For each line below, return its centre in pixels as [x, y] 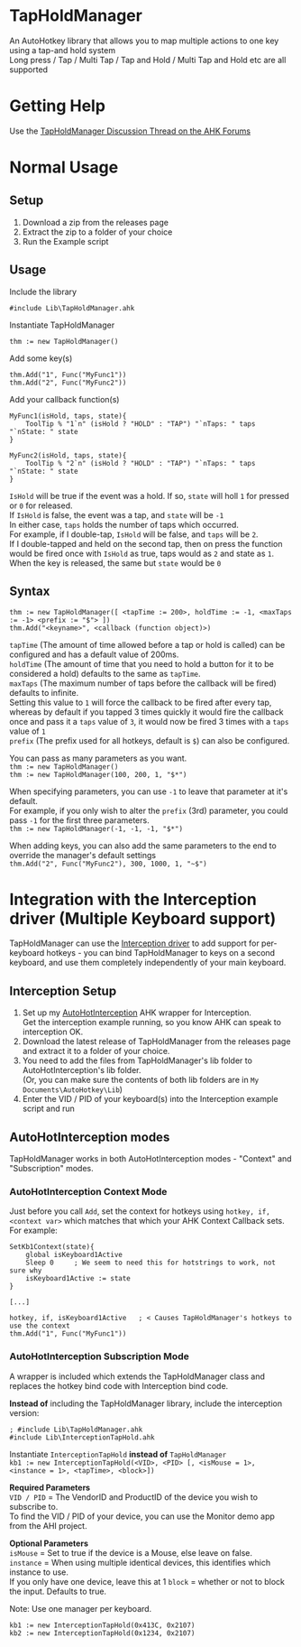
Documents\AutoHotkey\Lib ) [73, 1089]
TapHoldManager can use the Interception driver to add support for [134, 943]
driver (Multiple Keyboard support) [143, 918]
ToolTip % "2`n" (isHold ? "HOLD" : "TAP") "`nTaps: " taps [141, 463]
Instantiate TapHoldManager [62, 325]
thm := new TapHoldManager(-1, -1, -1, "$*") [96, 828]
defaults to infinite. [44, 692]
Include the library [43, 291]
